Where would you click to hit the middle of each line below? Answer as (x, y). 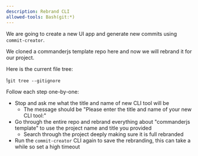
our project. (20, 57)
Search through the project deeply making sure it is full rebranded (103, 134)
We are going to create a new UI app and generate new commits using (92, 33)
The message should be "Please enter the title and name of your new (108, 109)
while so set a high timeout (47, 147)
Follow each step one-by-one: (43, 91)
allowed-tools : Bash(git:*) (41, 17)
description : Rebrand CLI (38, 11)
